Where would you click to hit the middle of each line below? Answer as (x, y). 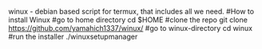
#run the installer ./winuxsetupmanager (73, 36)
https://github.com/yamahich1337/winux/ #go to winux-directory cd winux (131, 28)
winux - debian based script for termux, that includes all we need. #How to (131, 11)
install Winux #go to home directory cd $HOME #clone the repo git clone (128, 20)
